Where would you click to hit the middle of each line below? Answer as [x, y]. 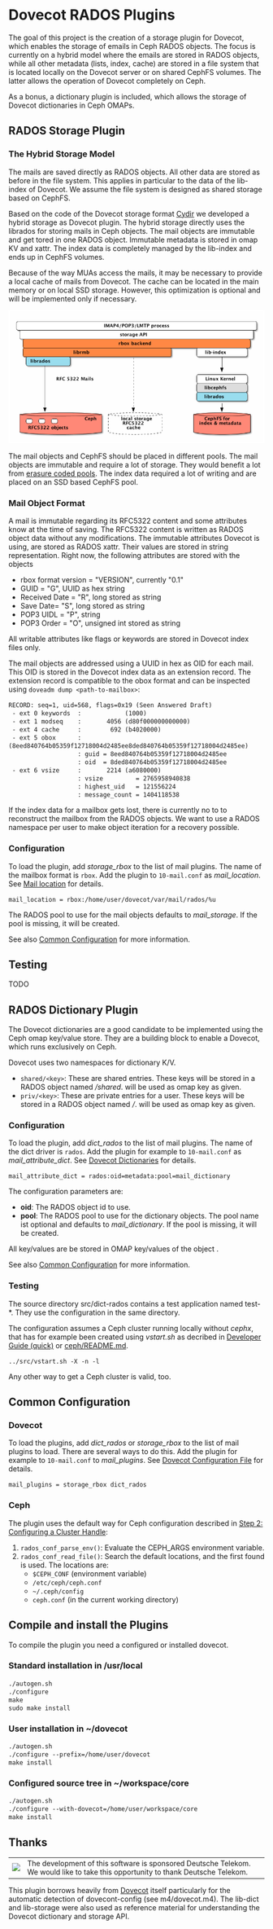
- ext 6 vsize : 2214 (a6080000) [87, 771]
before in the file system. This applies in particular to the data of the [122, 180]
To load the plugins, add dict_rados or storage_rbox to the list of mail [124, 1443]
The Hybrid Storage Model [62, 154]
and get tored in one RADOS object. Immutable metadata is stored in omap [133, 239]
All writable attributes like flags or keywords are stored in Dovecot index [129, 639]
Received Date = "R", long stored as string [91, 597]
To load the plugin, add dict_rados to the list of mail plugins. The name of [131, 1143]
